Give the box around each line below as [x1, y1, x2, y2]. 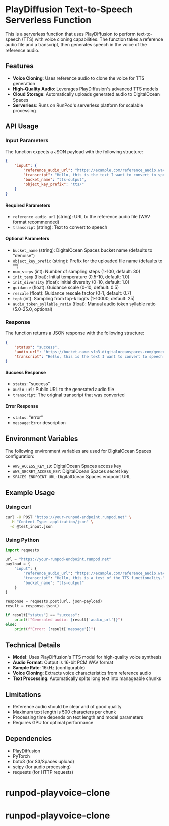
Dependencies [5, 734, 52, 743]
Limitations [5, 690, 41, 699]
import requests [5, 548, 39, 553]
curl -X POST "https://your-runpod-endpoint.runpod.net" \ [5, 515, 132, 520]
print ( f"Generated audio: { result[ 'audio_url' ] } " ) [14, 617, 123, 622]
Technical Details [5, 641, 61, 649]
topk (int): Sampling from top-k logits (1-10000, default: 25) [12, 295, 135, 301]
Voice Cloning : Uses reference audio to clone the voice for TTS [12, 75, 145, 81]
